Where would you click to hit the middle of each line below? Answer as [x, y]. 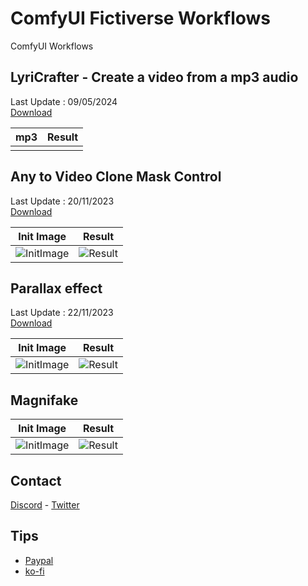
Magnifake [44, 400]
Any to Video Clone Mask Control [116, 177]
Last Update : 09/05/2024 [64, 101]
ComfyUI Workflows [52, 46]
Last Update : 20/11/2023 [62, 201]
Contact [36, 480]
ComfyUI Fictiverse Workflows [141, 18]
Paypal [39, 560]
